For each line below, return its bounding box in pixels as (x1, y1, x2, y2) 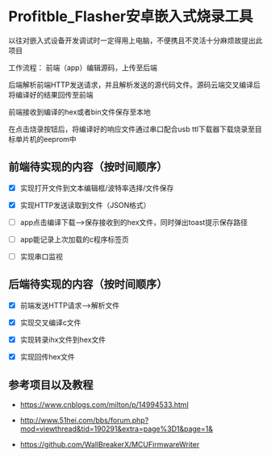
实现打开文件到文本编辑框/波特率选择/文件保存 (19, 183, 174, 193)
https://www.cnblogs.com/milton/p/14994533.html (19, 400, 190, 409)
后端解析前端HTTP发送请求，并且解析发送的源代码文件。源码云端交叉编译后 (8, 80, 261, 89)
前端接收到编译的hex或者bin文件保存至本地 (8, 106, 152, 117)
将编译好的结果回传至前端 (8, 89, 94, 99)
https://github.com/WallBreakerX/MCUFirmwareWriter (19, 439, 200, 449)
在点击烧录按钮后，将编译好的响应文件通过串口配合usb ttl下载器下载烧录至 (8, 124, 256, 134)
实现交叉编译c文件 (19, 318, 81, 327)
